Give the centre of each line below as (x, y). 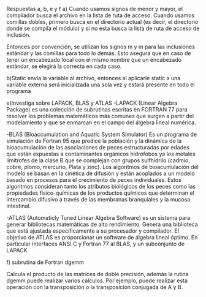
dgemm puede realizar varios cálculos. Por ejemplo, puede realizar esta (97, 280)
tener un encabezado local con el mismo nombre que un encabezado (94, 60)
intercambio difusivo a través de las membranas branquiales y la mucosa (98, 199)
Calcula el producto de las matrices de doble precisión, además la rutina (97, 274)
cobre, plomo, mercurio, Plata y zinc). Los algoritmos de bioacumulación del (103, 167)
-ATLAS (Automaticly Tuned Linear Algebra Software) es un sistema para (98, 218)
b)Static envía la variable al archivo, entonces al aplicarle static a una (93, 78)
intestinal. (19, 206)
